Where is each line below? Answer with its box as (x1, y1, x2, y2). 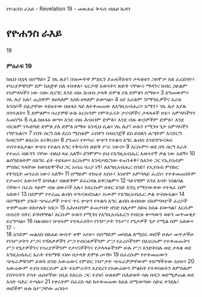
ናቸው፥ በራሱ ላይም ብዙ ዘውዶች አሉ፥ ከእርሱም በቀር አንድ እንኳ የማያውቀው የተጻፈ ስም (6, 183, 186, 191)
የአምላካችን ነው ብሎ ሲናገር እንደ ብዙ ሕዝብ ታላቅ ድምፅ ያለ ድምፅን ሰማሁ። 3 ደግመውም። (6, 89, 189, 96)
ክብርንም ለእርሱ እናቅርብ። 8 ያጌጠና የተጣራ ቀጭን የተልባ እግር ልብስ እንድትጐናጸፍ (6, 136, 173, 144)
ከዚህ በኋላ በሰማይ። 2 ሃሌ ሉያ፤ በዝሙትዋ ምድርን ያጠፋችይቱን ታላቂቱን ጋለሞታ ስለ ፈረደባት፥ (6, 75, 195, 83)
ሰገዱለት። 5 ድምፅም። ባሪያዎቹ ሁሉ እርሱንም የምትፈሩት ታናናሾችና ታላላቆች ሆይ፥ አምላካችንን (6, 109, 196, 117)
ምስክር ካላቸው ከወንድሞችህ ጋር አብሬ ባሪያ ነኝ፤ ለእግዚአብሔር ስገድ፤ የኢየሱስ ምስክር (6, 164, 179, 171)
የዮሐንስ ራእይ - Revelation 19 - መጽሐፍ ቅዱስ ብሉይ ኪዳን (6, 5, 131, 12)
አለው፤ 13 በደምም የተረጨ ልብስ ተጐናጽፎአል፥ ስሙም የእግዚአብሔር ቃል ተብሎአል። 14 (6, 191, 185, 198)
